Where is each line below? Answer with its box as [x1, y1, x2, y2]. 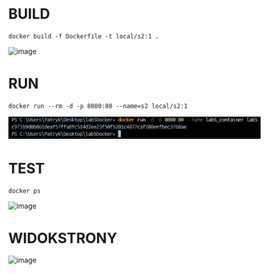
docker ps [8, 186, 42, 195]
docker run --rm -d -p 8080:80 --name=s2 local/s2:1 [8, 102, 188, 110]
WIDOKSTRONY [8, 229, 118, 247]
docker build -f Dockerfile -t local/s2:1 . [8, 32, 159, 40]
